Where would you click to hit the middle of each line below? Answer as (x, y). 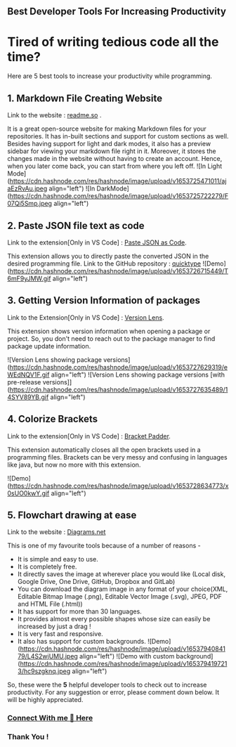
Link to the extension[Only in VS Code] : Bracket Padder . (89, 436)
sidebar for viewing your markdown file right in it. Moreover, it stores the (112, 151)
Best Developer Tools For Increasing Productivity (117, 12)
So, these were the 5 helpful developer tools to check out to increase (107, 685)
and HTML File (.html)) (50, 604)
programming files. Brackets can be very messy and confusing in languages (117, 457)
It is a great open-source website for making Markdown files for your (107, 129)
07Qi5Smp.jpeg (30, 204)
